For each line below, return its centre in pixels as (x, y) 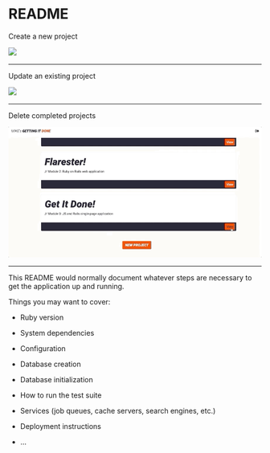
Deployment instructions (61, 426)
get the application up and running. (66, 286)
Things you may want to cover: (59, 301)
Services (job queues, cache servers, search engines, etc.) (118, 410)
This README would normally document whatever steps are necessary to (130, 277)
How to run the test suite (61, 395)
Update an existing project (52, 75)
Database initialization (57, 379)
